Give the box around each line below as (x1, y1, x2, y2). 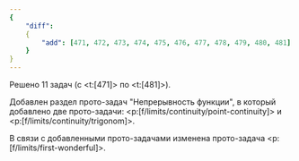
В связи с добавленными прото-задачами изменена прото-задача (9, 133, 266, 143)
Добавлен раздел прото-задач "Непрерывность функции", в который (9, 97, 277, 107)
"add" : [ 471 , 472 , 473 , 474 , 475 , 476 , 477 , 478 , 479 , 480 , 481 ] (41, 38, 292, 47)
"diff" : (25, 21, 54, 30)
